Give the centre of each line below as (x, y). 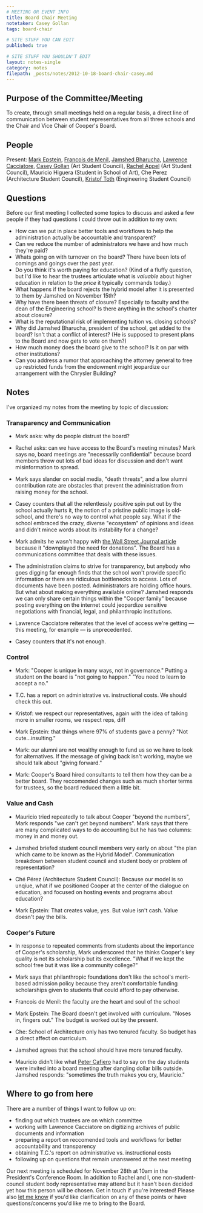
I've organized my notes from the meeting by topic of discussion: (87, 407)
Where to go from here (50, 1094)
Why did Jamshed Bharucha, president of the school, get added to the (103, 328)
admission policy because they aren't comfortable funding (105, 983)
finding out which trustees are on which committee (78, 1120)
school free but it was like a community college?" (76, 965)
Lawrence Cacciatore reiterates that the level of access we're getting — (105, 623)
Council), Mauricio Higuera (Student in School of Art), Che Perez (87, 173)
